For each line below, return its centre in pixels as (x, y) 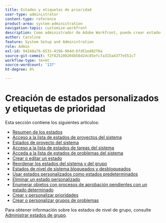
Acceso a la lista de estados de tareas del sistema (63, 148)
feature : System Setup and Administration (49, 42)
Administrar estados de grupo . (36, 215)
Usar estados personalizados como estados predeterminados (75, 174)
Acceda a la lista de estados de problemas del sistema (68, 153)
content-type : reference (31, 19)
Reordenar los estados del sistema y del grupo (60, 163)
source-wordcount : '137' (31, 65)
